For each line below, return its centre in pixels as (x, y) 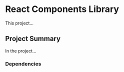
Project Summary (33, 39)
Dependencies (23, 63)
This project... (19, 23)
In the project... (21, 50)
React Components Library (62, 9)
